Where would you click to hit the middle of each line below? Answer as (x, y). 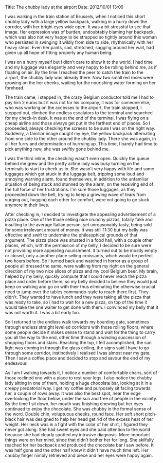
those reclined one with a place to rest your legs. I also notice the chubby (79, 378)
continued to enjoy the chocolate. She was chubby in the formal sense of (78, 409)
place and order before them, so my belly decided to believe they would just (81, 281)
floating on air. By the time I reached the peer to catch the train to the (74, 72)
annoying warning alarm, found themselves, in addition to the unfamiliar (77, 179)
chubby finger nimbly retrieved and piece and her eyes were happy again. (79, 455)
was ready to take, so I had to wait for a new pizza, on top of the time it (76, 302)
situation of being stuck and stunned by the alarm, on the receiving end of (79, 184)
